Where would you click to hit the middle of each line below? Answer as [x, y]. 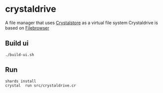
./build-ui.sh [20, 55]
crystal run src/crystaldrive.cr [41, 85]
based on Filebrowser [27, 28]
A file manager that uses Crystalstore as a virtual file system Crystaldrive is [81, 23]
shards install [21, 81]
